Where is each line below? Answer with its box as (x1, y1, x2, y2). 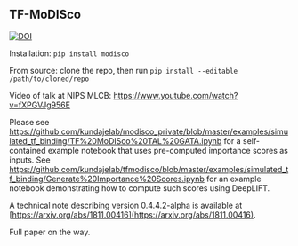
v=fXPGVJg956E (9, 99, 71, 110)
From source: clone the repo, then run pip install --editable (9, 65, 238, 75)
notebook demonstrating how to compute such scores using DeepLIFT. (9, 182, 270, 194)
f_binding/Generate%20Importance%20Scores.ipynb (9, 173, 205, 184)
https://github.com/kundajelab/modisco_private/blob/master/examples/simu (9, 126, 289, 137)
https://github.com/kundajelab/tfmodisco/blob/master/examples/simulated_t (9, 163, 289, 174)
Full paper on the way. (9, 226, 91, 237)
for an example (205, 173, 262, 184)
